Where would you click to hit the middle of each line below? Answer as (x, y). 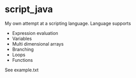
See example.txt (22, 70)
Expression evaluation (35, 33)
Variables (22, 38)
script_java (29, 9)
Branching (23, 49)
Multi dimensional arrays (38, 44)
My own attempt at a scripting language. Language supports (68, 23)
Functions (23, 60)
